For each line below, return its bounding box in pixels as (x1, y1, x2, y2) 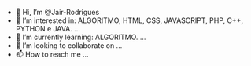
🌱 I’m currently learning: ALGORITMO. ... (15, 32, 146, 42)
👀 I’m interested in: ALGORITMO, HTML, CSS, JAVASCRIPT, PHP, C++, (15, 16, 244, 25)
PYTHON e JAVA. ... (15, 24, 81, 33)
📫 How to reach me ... (15, 49, 89, 59)
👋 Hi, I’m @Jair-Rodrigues (15, 8, 100, 16)
